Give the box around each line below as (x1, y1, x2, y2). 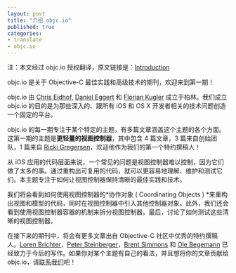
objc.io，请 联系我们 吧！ (7, 258, 77, 266)
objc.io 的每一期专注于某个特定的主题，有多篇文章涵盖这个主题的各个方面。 (7, 126, 226, 133)
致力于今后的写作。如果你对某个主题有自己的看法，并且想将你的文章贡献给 (13, 249, 229, 257)
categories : (7, 29, 42, 37)
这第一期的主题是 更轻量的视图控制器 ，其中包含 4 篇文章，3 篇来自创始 (7, 134, 211, 142)
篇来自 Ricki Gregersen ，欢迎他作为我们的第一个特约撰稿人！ (23, 143, 202, 151)
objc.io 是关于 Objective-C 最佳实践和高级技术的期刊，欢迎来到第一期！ (7, 78, 215, 86)
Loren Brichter (20, 240, 61, 248)
